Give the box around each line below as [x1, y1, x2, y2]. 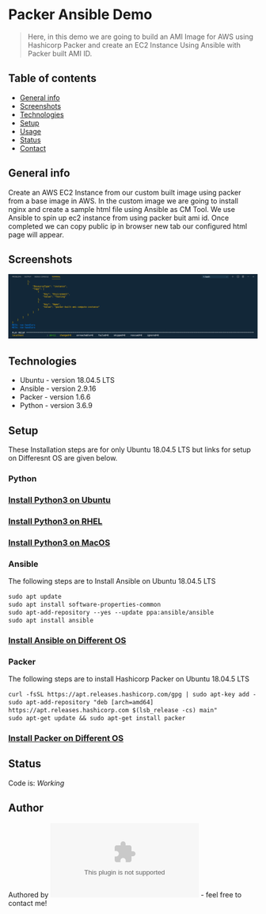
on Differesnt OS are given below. [8, 453, 118, 462]
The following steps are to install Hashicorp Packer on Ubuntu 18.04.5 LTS [8, 674, 250, 684]
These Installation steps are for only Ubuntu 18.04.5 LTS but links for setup [8, 445, 252, 454]
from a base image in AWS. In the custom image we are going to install [8, 196, 239, 206]
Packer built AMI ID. [27, 48, 93, 58]
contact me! [8, 898, 47, 908]
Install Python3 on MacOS [8, 537, 111, 548]
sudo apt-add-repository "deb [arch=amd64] [8, 699, 154, 707]
